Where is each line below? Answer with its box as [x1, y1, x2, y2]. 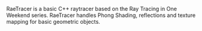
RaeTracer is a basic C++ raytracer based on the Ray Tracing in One [6, 5, 178, 12]
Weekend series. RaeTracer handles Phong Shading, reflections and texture [6, 12, 196, 19]
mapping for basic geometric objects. [6, 18, 100, 25]
